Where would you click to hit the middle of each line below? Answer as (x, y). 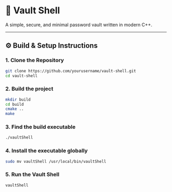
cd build (15, 104)
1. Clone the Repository (35, 60)
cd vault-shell (21, 76)
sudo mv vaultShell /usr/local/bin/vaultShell (56, 161)
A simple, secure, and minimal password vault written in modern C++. (79, 25)
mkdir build (18, 100)
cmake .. (15, 109)
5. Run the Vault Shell (33, 175)
